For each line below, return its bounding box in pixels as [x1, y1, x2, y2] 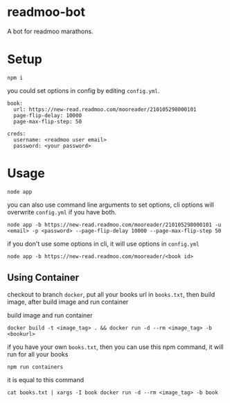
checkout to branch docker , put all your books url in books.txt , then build [7, 290, 215, 298]
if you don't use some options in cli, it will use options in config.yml [7, 239, 200, 248]
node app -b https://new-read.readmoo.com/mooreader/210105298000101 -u [7, 221, 222, 228]
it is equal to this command [7, 375, 85, 384]
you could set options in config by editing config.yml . [7, 86, 160, 94]
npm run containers [7, 363, 64, 370]
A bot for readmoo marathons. [7, 27, 94, 35]
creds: [7, 130, 26, 137]
